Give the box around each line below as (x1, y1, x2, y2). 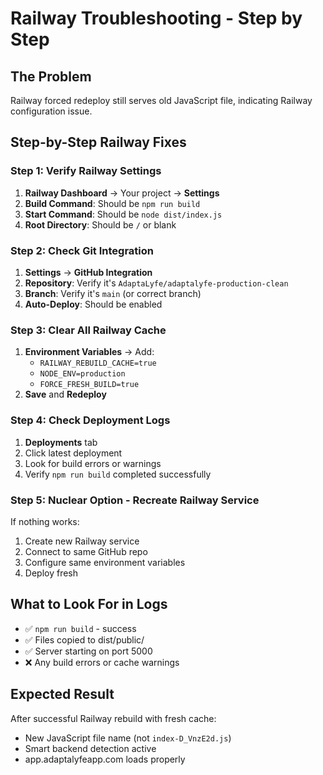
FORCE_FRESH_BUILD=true (39, 380, 140, 390)
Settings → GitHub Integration (24, 266, 153, 278)
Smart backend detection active (24, 742, 157, 754)
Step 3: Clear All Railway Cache (10, 323, 167, 337)
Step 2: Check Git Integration (10, 243, 154, 257)
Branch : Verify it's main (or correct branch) (24, 287, 202, 299)
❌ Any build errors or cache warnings (24, 656, 180, 668)
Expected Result (10, 686, 115, 703)
